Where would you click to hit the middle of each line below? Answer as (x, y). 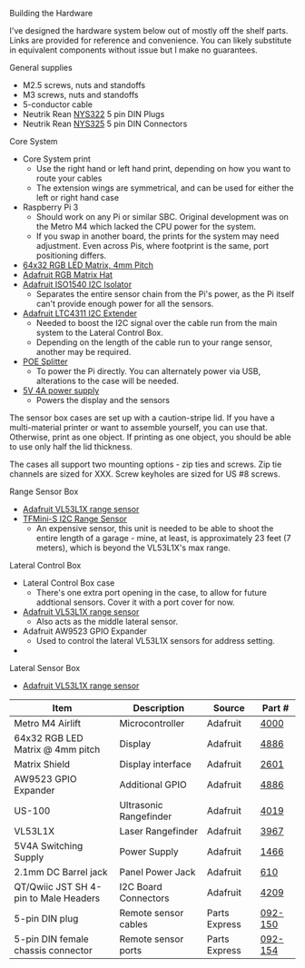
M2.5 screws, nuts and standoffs (84, 85)
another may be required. (84, 352)
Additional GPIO (153, 785)
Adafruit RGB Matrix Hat (68, 275)
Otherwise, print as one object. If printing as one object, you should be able (151, 437)
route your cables (69, 178)
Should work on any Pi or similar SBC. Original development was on (162, 217)
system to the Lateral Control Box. (99, 332)
